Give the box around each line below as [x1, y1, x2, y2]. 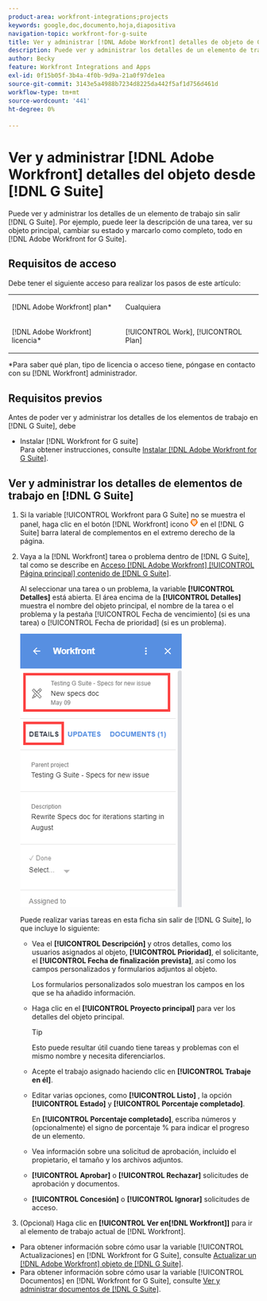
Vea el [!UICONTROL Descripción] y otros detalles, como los [31, 939, 232, 948]
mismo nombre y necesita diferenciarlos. [31, 1051, 165, 1061]
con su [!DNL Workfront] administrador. [8, 368, 137, 378]
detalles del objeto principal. [31, 1012, 125, 1021]
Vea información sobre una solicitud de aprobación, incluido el [31, 1147, 237, 1156]
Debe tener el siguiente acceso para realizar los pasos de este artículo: [8, 278, 241, 288]
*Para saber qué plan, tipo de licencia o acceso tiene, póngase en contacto [8, 360, 256, 370]
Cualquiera [125, 302, 161, 312]
